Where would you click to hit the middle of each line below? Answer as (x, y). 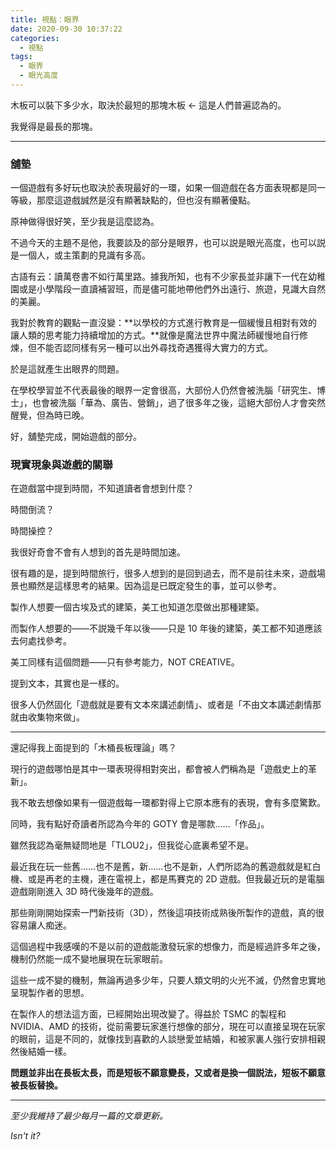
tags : (21, 57)
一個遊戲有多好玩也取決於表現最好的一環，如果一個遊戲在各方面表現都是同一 (168, 188)
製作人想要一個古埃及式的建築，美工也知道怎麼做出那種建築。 (137, 607)
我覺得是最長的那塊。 (54, 126)
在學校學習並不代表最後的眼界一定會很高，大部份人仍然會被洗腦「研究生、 (163, 390)
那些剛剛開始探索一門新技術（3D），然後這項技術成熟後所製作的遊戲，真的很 (167, 913)
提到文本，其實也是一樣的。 (67, 683)
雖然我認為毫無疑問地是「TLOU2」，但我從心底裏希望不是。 (132, 845)
